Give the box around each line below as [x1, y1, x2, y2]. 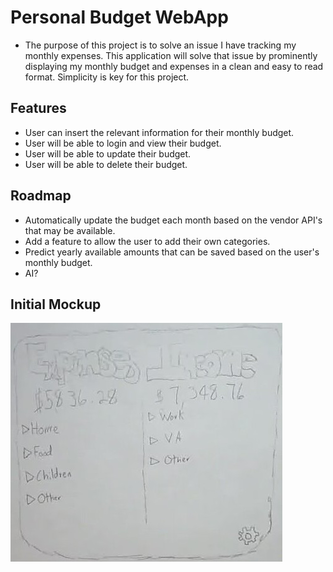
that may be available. [24, 224, 116, 236]
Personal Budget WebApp [10, 6, 229, 29]
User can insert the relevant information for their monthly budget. [24, 126, 295, 138]
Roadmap [10, 187, 72, 205]
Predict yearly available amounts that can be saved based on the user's [24, 246, 320, 258]
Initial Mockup [10, 296, 102, 313]
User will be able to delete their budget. [24, 158, 188, 170]
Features [10, 100, 67, 117]
